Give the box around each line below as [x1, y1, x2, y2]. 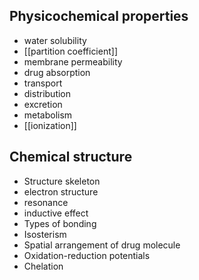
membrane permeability [23, 55, 123, 68]
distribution [23, 87, 72, 99]
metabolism [23, 109, 73, 121]
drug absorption [23, 66, 91, 78]
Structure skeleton [23, 175, 101, 187]
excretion [23, 98, 63, 110]
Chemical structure [9, 149, 133, 166]
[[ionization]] [23, 119, 77, 131]
